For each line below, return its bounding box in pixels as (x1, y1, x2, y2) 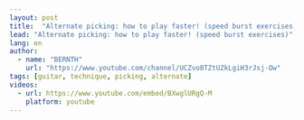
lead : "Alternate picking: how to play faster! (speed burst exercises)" (9, 30, 294, 39)
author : (9, 47, 39, 56)
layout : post (9, 13, 59, 23)
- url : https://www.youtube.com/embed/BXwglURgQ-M (17, 88, 213, 97)
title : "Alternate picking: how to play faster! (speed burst (9, 22, 253, 31)
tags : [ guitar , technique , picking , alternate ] (9, 72, 193, 81)
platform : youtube (25, 97, 95, 106)
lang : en (9, 38, 43, 48)
